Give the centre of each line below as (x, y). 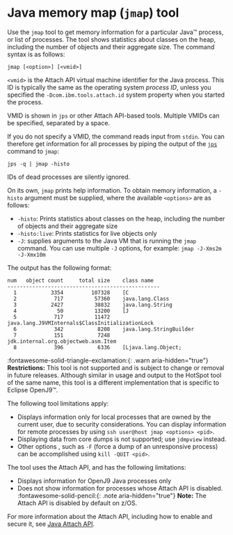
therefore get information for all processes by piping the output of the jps (112, 143)
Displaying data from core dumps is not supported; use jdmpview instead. (122, 439)
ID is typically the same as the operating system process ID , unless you (109, 87)
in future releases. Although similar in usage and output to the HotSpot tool (114, 375)
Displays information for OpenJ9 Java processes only (94, 481)
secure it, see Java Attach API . (51, 524)
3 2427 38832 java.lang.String (93, 305)
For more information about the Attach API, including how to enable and (110, 516)
